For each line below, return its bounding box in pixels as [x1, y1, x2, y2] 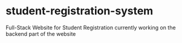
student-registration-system [5, 4, 154, 18]
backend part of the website [5, 30, 76, 37]
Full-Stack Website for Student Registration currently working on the [5, 24, 176, 31]
